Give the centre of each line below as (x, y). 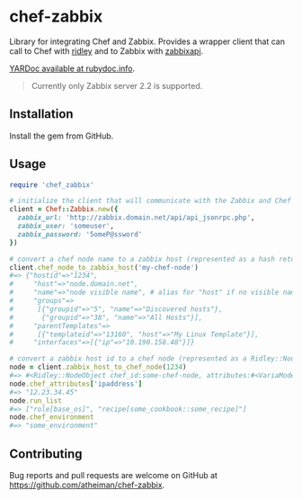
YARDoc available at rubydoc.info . (72, 68)
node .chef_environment (52, 417)
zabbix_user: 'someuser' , (66, 227)
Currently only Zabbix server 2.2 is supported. (117, 85)
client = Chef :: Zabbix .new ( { (64, 209)
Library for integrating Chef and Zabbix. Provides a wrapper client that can (147, 41)
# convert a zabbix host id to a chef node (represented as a (128, 359)
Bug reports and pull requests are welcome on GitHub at (114, 475)
